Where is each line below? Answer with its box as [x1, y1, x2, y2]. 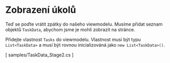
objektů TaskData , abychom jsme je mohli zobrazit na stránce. [5, 26, 136, 32]
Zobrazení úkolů [5, 4, 76, 16]
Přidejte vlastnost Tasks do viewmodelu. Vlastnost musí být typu [5, 36, 141, 43]
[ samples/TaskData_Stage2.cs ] [5, 52, 74, 58]
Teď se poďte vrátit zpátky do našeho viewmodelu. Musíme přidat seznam [5, 21, 163, 27]
